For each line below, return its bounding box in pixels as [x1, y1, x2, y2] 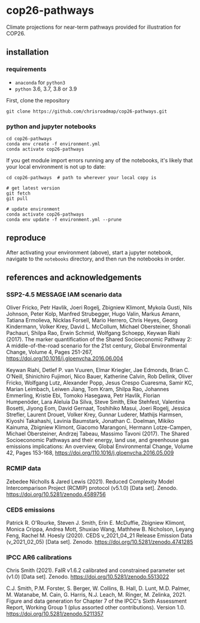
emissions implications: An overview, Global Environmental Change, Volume [6, 443, 193, 450]
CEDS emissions [6, 506, 55, 514]
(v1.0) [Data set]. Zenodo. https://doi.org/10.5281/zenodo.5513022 [6, 573, 169, 580]
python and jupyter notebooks [6, 122, 97, 131]
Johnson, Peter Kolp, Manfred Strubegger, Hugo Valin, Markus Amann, [6, 310, 181, 317]
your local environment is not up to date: [6, 163, 106, 170]
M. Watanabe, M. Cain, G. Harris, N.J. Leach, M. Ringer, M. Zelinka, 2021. [6, 591, 187, 598]
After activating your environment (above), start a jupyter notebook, [6, 249, 173, 256]
